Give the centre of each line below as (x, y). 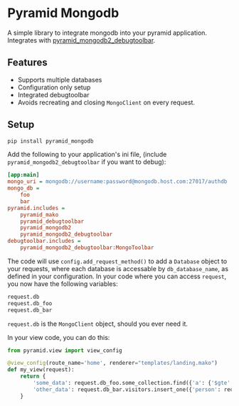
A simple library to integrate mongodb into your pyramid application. (107, 33)
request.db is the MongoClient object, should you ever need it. (98, 324)
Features (27, 63)
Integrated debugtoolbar (53, 94)
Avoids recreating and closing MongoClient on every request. (106, 102)
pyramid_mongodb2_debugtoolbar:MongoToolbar (87, 248)
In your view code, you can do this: (59, 337)
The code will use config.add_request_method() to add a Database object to (117, 261)
